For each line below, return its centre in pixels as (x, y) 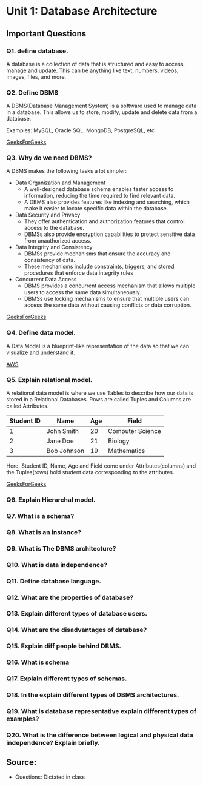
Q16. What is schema (38, 662)
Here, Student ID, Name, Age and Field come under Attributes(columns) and (101, 466)
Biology (119, 441)
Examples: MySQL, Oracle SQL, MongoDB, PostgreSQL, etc (81, 130)
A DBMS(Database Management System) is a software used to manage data (101, 106)
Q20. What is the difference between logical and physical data (100, 735)
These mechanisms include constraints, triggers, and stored (99, 267)
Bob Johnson (65, 451)
